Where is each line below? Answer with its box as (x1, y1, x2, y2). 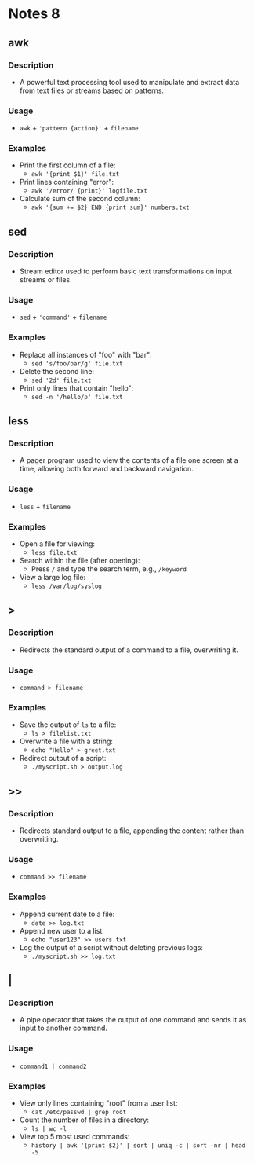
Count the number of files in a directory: (19, 1115, 149, 1124)
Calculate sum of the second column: (19, 194, 141, 204)
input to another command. (19, 1023, 108, 1033)
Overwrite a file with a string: (19, 736, 114, 747)
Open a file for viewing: (19, 539, 96, 548)
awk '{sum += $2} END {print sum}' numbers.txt (31, 204, 190, 212)
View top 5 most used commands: (19, 1132, 130, 1141)
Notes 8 (8, 5, 60, 23)
